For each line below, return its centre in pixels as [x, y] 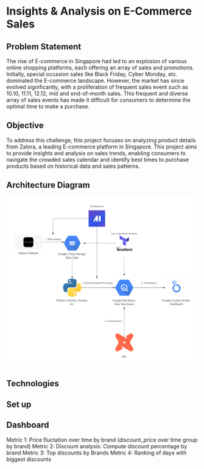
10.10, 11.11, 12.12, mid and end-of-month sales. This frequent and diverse [97, 93]
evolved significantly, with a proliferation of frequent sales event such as [97, 87]
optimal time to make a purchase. [48, 106]
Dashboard [28, 425]
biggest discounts [29, 459]
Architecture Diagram [48, 185]
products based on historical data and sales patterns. [73, 166]
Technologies [33, 384]
